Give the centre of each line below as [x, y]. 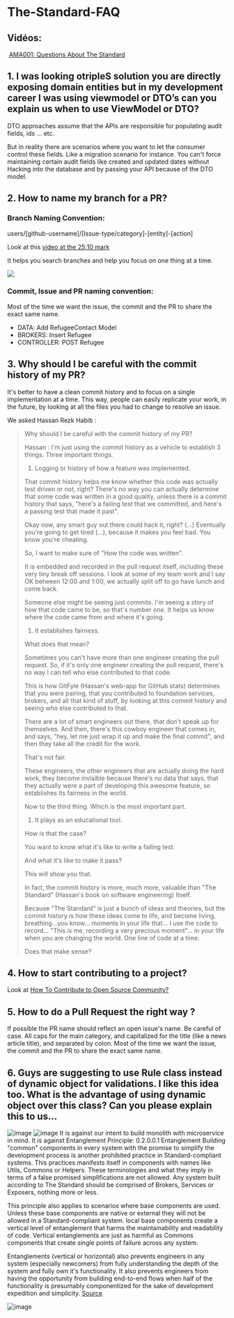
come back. [41, 589]
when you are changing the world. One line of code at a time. [112, 938]
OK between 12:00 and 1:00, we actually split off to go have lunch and [124, 581]
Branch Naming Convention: [56, 218]
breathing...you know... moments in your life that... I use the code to [121, 923]
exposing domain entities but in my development [115, 87]
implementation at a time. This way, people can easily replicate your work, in [117, 399]
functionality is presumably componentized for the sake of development [110, 1286]
